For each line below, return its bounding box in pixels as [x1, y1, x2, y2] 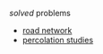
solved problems [9, 8, 72, 18]
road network [21, 25, 73, 35]
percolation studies [21, 35, 94, 45]
